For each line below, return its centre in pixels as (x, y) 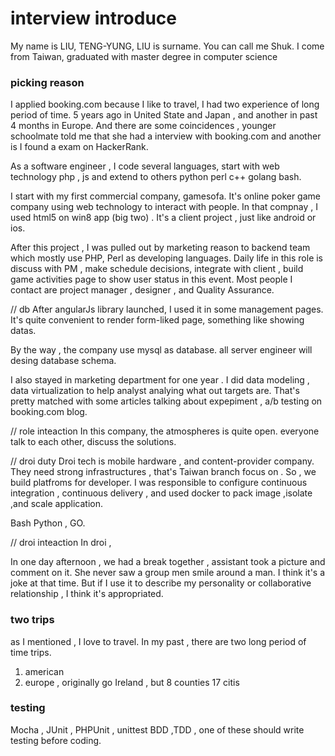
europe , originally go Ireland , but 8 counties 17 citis (132, 682)
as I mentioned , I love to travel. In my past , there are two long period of (158, 641)
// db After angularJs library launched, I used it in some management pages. (167, 309)
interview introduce (94, 18)
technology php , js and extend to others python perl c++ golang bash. (156, 177)
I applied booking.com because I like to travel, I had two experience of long (165, 104)
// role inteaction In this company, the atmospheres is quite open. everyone (165, 431)
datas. (23, 331)
